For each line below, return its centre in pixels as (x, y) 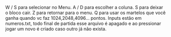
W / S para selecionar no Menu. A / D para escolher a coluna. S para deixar (84, 7)
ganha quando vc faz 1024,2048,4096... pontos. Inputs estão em (74, 18)
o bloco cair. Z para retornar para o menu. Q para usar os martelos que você (86, 13)
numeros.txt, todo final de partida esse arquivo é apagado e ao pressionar (83, 23)
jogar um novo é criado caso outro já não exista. (56, 29)
